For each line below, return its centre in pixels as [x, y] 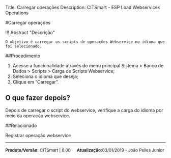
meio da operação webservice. [38, 115]
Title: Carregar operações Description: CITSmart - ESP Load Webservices [83, 7]
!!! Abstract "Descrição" [30, 32]
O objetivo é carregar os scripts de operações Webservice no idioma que [85, 42]
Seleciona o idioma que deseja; [46, 76]
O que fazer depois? [38, 98]
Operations [17, 13]
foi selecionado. [24, 46]
